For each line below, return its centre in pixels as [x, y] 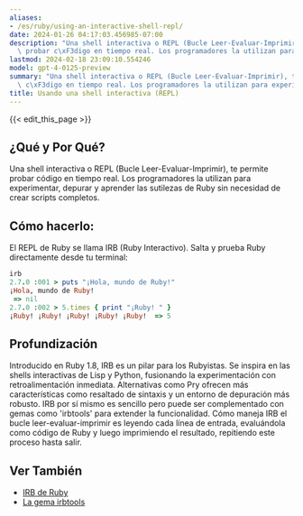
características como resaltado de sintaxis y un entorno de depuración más [150, 394]
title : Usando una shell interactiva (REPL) [94, 93]
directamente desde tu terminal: [69, 257]
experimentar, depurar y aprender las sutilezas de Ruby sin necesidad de [145, 188]
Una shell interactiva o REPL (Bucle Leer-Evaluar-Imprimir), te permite [139, 169]
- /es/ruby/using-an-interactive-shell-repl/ [96, 26]
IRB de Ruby [45, 492]
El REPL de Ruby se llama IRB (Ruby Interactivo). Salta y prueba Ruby [138, 248]
